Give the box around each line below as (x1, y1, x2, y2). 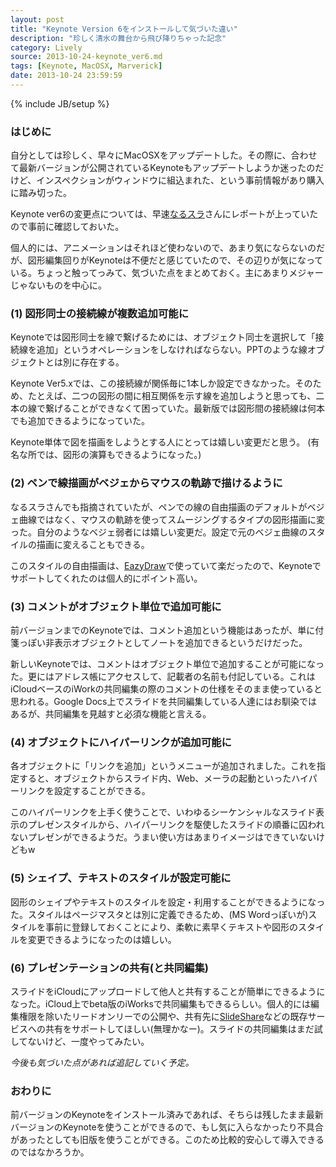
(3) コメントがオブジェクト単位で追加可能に (10, 599, 222, 613)
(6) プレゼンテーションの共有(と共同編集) (10, 961, 209, 975)
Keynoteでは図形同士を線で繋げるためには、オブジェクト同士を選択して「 (10, 331, 316, 343)
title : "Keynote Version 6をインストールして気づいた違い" (10, 24, 238, 34)
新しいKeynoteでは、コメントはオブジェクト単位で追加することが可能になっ (10, 658, 325, 670)
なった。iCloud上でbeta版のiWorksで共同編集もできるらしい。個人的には (10, 997, 312, 1010)
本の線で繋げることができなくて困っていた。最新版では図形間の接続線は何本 (10, 402, 325, 415)
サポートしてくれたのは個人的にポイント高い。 (10, 572, 203, 584)
